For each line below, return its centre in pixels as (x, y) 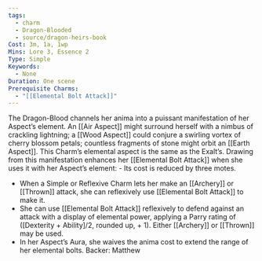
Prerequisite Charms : (44, 88)
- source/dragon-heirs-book (61, 37)
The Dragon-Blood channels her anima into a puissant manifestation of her (129, 118)
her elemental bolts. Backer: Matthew (80, 250)
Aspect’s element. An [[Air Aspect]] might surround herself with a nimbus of (131, 127)
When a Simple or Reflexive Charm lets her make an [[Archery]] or (126, 184)
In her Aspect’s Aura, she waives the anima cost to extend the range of (134, 242)
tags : (17, 15)
